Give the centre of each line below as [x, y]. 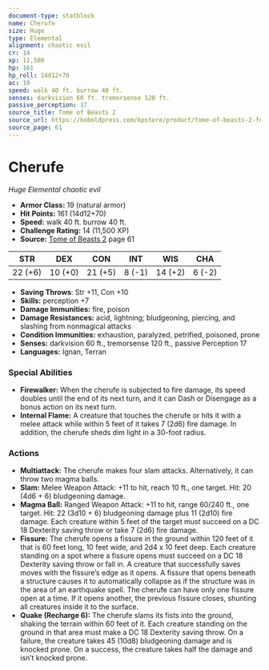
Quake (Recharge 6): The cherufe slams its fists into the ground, [126, 616]
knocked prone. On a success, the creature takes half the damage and [136, 649]
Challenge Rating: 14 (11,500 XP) [74, 230]
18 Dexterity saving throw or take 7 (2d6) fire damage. [109, 531]
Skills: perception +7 [54, 301]
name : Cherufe [32, 23]
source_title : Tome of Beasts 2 [62, 113]
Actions [24, 453]
